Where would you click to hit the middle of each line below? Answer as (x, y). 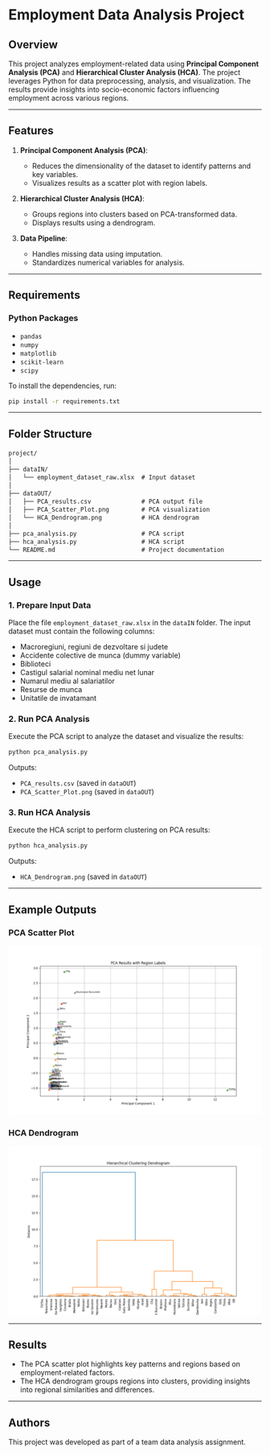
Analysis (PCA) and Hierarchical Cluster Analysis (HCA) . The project (125, 72)
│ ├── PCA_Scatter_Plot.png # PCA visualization (109, 510)
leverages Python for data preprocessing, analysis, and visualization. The (130, 81)
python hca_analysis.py (48, 846)
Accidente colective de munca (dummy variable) (100, 655)
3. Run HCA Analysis (49, 812)
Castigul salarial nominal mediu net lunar (87, 672)
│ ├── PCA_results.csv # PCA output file (106, 502)
